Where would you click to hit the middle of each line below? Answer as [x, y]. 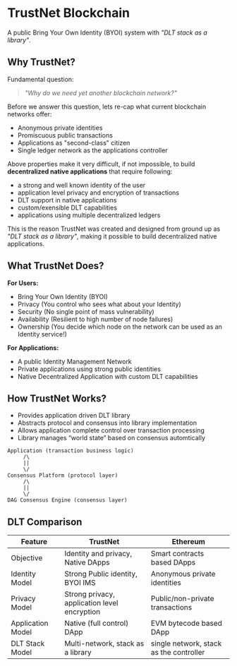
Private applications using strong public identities [89, 369]
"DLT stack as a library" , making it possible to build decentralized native [112, 236]
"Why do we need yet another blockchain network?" [101, 92]
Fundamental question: [41, 79]
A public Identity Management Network [74, 361]
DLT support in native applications [67, 200]
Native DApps [87, 562]
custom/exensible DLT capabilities [67, 207]
